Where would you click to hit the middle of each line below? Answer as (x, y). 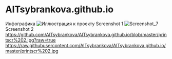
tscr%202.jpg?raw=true (31, 40)
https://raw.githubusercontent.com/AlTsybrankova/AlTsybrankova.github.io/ (85, 45)
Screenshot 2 (20, 29)
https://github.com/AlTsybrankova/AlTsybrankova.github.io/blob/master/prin (86, 34)
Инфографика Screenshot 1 (64, 24)
